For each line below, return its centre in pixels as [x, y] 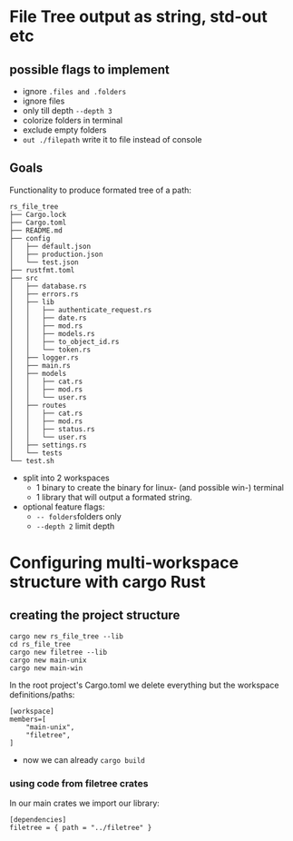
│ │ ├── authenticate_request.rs [81, 310]
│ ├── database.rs [49, 286]
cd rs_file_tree [40, 644]
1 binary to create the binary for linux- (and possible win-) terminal [160, 487]
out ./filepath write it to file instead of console [112, 139]
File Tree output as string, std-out [138, 17]
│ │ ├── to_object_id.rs [64, 341]
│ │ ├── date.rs [49, 318]
